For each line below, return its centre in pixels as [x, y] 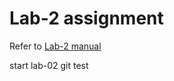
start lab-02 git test [49, 65]
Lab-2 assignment [86, 18]
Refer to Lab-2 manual [55, 46]
